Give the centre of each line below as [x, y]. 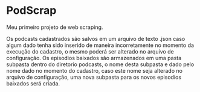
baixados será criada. [33, 83]
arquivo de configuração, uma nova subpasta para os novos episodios [94, 77]
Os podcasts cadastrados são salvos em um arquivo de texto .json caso [96, 38]
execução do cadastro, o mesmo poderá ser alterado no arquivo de [90, 51]
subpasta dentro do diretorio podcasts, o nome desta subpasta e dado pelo [100, 64]
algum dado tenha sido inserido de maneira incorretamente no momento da [100, 45]
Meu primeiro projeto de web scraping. [55, 27]
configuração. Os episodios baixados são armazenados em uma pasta [94, 58]
